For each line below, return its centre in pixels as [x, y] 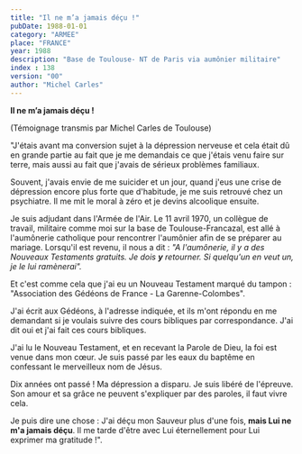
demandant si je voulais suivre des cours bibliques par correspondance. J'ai [152, 320]
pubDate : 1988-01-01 [49, 26]
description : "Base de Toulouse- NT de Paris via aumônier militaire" [146, 59]
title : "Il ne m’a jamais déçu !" [75, 18]
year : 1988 [31, 51]
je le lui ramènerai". [46, 266]
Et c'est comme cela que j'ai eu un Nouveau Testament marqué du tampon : [151, 284]
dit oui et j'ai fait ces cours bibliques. [78, 330]
